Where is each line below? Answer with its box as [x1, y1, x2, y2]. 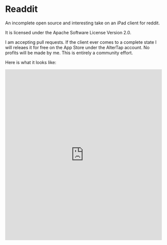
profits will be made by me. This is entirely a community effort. [5, 50, 133, 56]
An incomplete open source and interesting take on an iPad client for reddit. [5, 20, 160, 26]
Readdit [5, 3, 38, 15]
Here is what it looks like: [5, 59, 56, 65]
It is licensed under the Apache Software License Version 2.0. [5, 29, 132, 35]
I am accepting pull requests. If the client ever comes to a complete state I [5, 39, 157, 45]
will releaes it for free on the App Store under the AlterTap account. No [5, 44, 150, 50]
